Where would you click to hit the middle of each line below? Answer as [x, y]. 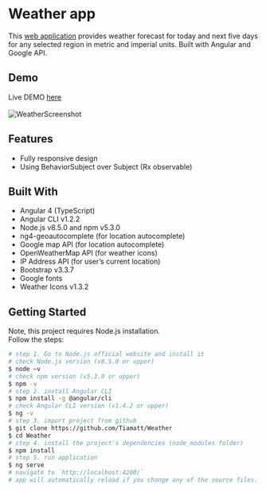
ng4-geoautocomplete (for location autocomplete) [102, 236]
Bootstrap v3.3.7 [47, 270]
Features [31, 139]
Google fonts [41, 279]
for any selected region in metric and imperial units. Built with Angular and [129, 44]
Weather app [52, 14]
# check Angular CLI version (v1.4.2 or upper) [89, 406]
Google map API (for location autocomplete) [92, 244]
